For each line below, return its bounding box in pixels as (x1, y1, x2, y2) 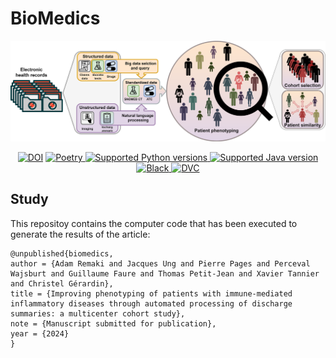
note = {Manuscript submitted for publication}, (10, 318, 217, 329)
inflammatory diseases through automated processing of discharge (10, 298, 293, 309)
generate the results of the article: (10, 228, 151, 240)
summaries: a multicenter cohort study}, (10, 308, 186, 319)
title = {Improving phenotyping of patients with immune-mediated (10, 288, 293, 299)
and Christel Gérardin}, (10, 278, 114, 289)
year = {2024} (10, 328, 70, 339)
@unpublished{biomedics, (10, 248, 114, 259)
